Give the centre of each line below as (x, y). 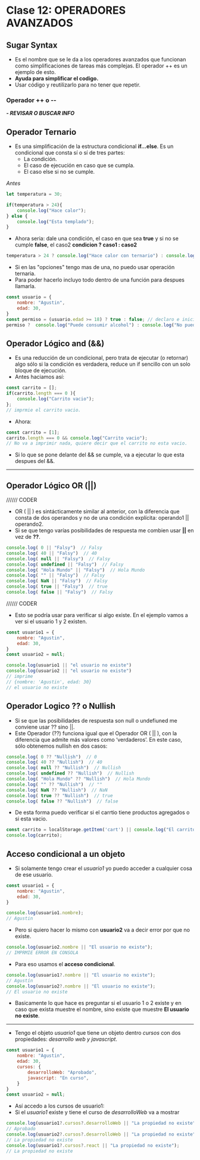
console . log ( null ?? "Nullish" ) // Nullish (63, 768)
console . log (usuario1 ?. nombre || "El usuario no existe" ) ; (81, 975)
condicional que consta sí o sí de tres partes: (70, 153)
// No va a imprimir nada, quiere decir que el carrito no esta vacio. (97, 443)
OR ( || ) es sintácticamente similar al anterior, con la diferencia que (97, 511)
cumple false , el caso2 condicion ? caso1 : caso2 (76, 245)
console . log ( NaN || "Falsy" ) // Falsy (57, 581)
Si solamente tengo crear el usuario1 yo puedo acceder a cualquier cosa (103, 868)
